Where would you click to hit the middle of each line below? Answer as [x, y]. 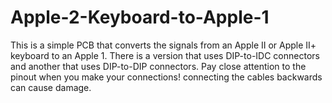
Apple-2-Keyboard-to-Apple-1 [140, 17]
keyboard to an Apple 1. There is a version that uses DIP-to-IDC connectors [165, 55]
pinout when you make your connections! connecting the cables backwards [166, 77]
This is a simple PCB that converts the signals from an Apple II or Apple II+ [163, 45]
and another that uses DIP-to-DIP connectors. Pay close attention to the [158, 66]
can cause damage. [51, 87]
